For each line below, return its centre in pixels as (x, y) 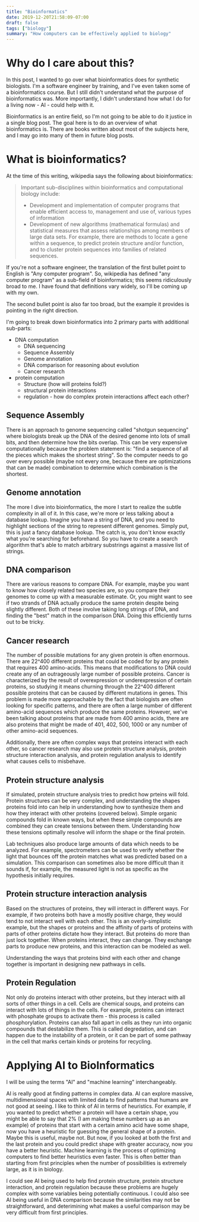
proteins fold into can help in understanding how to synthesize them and (95, 807)
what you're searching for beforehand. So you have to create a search (92, 538)
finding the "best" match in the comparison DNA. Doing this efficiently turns (99, 615)
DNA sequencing (44, 346)
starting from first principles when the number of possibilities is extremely (97, 1163)
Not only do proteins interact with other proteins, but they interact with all (96, 997)
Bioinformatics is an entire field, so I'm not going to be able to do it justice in (99, 117)
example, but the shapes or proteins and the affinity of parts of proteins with (99, 927)
